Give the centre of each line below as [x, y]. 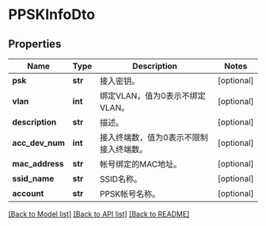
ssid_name [33, 178]
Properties [35, 44]
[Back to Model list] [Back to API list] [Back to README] [99, 214]
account [28, 193]
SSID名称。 [121, 179]
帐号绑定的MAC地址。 [141, 164]
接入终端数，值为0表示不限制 [154, 138]
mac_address [38, 164]
